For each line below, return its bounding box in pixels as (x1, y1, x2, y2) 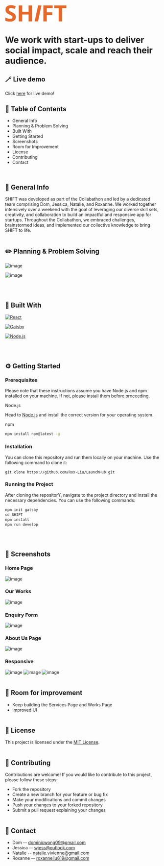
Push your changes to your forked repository (12, 802, 103, 808)
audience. (5, 55, 47, 66)
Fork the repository (12, 786, 51, 793)
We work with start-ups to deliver (5, 34, 144, 46)
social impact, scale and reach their (5, 45, 153, 56)
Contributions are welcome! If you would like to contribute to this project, (5, 771, 152, 778)
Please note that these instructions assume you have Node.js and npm (5, 388, 147, 394)
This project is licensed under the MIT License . (5, 739, 100, 745)
